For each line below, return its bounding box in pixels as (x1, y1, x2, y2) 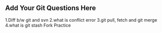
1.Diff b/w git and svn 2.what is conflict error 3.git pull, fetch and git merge (5, 17, 158, 23)
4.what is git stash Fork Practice (5, 22, 71, 28)
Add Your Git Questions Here (5, 4, 96, 12)
